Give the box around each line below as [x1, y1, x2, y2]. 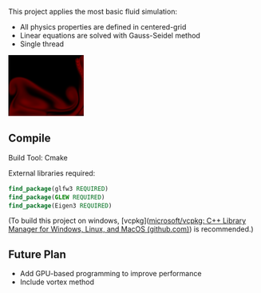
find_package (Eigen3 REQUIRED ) [8, 201, 113, 210]
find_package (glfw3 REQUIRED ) [8, 184, 109, 192]
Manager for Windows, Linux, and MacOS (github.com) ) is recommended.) [8, 224, 254, 234]
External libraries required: [8, 168, 96, 178]
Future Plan [8, 247, 66, 261]
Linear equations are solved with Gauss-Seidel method [19, 31, 201, 40]
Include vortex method [19, 277, 94, 287]
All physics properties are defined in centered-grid [19, 22, 187, 31]
